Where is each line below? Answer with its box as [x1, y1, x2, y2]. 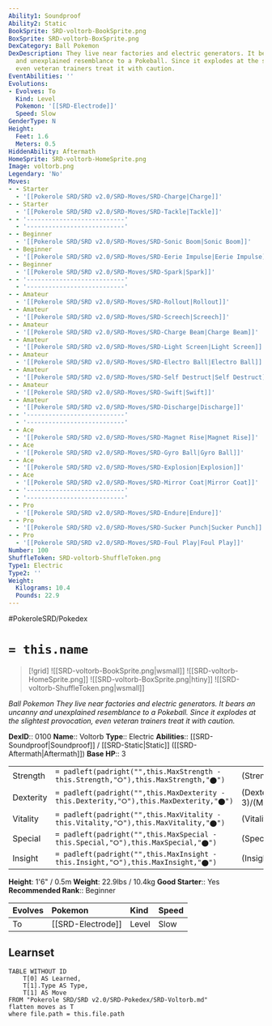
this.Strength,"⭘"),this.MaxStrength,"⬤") [55, 775, 226, 784]
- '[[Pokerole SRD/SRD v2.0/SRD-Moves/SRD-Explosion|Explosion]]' [15, 463, 244, 472]
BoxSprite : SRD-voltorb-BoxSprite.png [8, 34, 139, 43]
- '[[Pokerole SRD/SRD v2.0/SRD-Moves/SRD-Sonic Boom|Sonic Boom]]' [15, 238, 252, 246]
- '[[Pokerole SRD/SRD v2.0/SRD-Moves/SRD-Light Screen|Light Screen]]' [15, 343, 266, 351]
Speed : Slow [15, 110, 57, 118]
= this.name [8, 642, 89, 658]
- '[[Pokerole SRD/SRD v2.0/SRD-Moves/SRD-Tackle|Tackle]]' [15, 207, 223, 215]
